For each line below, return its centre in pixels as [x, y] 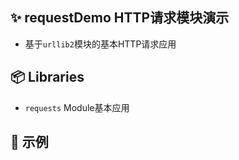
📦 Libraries [47, 77]
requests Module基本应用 [77, 107]
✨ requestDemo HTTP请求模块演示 [120, 18]
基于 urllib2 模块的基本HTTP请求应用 [100, 44]
